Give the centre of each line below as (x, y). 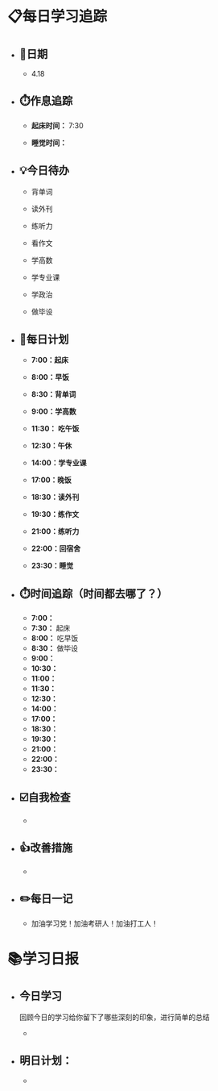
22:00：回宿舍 (56, 548)
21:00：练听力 (55, 531)
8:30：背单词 (53, 394)
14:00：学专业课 (59, 463)
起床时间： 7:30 (57, 125)
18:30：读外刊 (55, 498)
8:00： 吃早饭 (55, 639)
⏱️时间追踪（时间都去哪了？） (93, 593)
